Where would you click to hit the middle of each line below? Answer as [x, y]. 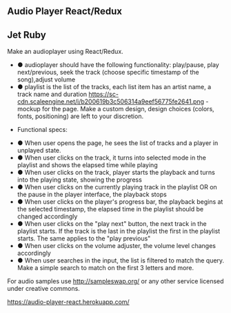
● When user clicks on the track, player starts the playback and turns [116, 173]
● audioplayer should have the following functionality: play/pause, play [118, 65]
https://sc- [104, 94]
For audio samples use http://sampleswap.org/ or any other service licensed [115, 281]
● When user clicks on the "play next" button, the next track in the [112, 224]
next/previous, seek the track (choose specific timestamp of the [108, 73]
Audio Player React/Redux [65, 11]
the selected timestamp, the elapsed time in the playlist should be [110, 209]
